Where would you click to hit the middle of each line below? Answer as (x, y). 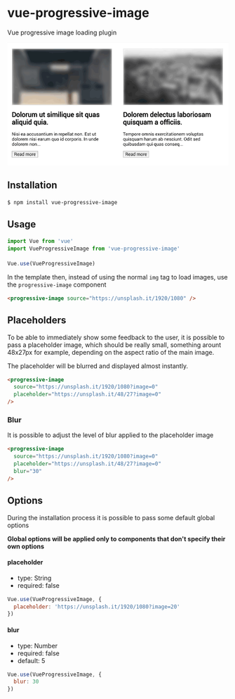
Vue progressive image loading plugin (62, 32)
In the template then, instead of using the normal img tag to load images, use (117, 277)
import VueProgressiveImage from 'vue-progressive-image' (94, 249)
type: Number (38, 646)
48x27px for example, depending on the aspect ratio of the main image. (111, 352)
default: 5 (31, 660)
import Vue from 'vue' (40, 241)
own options (26, 546)
